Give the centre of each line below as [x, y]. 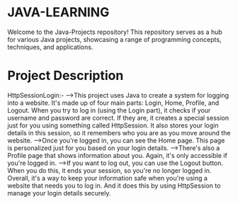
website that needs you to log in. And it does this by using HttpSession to [114, 186]
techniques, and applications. [50, 47]
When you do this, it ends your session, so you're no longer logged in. [109, 170]
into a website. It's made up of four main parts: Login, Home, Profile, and [113, 103]
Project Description [66, 76]
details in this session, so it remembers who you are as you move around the [119, 132]
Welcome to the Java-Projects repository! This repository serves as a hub [115, 32]
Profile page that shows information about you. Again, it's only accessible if [118, 155]
